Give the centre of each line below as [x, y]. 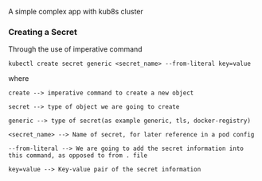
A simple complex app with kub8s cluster [76, 12]
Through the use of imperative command [75, 49]
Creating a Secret [43, 32]
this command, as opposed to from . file [78, 156]
